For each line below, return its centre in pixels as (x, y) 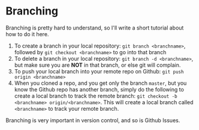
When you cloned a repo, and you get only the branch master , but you (100, 83)
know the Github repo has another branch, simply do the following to (99, 89)
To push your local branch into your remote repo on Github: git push (99, 71)
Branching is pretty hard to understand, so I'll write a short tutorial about (95, 28)
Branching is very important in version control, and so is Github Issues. (93, 120)
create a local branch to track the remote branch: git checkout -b (96, 96)
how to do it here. (27, 34)
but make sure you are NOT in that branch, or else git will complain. (97, 65)
